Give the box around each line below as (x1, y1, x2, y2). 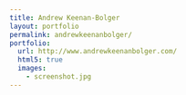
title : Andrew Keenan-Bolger (9, 13, 120, 23)
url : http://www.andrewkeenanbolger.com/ (17, 47, 178, 56)
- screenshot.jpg (26, 72, 92, 81)
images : (17, 64, 47, 73)
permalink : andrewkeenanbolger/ (9, 30, 132, 39)
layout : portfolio (9, 22, 79, 31)
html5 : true (17, 55, 64, 64)
